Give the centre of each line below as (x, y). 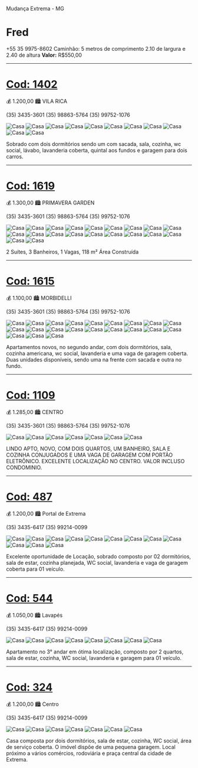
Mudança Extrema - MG (35, 9)
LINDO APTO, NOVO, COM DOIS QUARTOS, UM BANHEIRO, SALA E (88, 448)
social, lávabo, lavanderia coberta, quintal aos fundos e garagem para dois (97, 150)
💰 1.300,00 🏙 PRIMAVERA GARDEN (50, 203)
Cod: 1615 (30, 281)
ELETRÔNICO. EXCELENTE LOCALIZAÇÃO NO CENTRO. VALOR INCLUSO (95, 461)
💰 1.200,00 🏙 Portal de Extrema (46, 513)
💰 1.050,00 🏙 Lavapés (34, 615)
